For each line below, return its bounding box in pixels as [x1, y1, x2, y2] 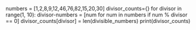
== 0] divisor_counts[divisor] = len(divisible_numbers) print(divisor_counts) [5, 18, 191, 24]
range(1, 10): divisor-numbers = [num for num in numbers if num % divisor [5, 11, 188, 18]
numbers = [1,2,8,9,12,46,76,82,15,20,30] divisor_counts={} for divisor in [5, 5, 182, 12]
